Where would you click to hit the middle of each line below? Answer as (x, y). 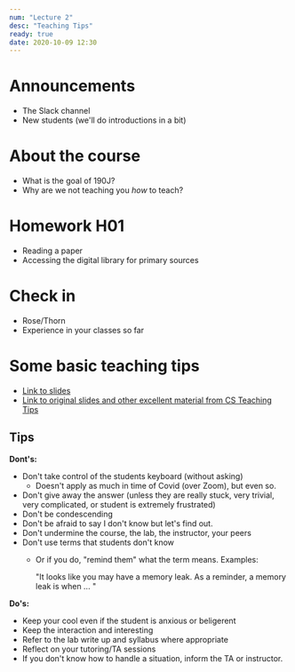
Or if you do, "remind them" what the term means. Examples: (147, 559)
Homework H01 (67, 226)
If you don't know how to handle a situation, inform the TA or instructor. (152, 658)
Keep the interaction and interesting (88, 630)
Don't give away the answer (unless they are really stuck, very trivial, (148, 495)
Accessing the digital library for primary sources (110, 260)
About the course (75, 156)
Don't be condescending (67, 514)
